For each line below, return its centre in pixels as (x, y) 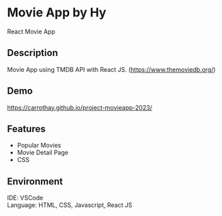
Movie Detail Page (42, 152)
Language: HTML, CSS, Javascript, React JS (70, 205)
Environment (35, 181)
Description (32, 53)
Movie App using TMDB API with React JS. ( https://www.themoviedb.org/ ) (112, 69)
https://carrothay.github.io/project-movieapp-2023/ (80, 107)
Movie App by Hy (57, 13)
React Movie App (31, 31)
